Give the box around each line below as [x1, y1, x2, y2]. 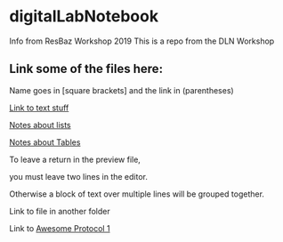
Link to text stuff [9, 102, 69, 113]
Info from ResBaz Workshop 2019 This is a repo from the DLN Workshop [9, 36, 275, 46]
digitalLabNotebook [9, 6, 158, 27]
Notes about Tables [9, 136, 81, 148]
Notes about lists [9, 119, 71, 130]
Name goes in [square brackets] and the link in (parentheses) [9, 85, 234, 95]
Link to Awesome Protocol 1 [9, 222, 110, 233]
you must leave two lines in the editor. [9, 171, 149, 181]
